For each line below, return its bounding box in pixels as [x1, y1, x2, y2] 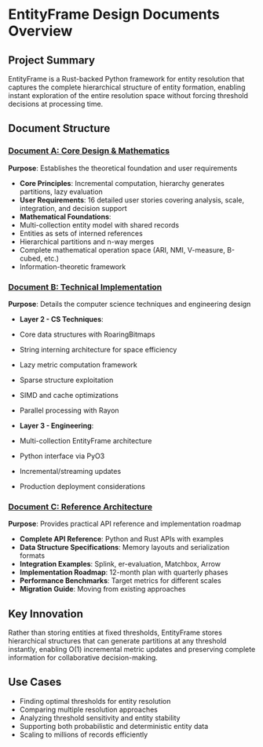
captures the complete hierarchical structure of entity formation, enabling [8, 82, 246, 92]
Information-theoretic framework [19, 261, 126, 271]
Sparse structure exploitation [19, 375, 114, 384]
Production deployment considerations [19, 481, 145, 491]
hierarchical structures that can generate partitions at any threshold [8, 636, 227, 646]
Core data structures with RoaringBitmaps [19, 330, 155, 339]
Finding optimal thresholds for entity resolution [19, 696, 171, 705]
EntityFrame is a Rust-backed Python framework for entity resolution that [8, 75, 245, 83]
